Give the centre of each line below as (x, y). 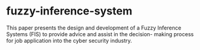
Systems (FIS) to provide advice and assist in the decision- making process (100, 34)
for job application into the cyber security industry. (69, 40)
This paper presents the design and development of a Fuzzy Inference (94, 28)
